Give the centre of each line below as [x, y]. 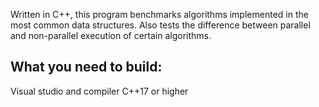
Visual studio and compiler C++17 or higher [99, 91]
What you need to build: [86, 67]
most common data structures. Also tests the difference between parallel [160, 25]
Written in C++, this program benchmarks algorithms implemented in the [159, 14]
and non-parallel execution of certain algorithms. [111, 35]
